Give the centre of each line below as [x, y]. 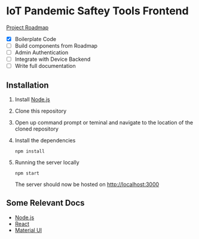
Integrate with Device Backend [53, 59]
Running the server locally [47, 163]
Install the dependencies [45, 141]
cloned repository [36, 129]
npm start [27, 173]
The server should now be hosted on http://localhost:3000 [87, 184]
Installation [27, 85]
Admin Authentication [42, 52]
